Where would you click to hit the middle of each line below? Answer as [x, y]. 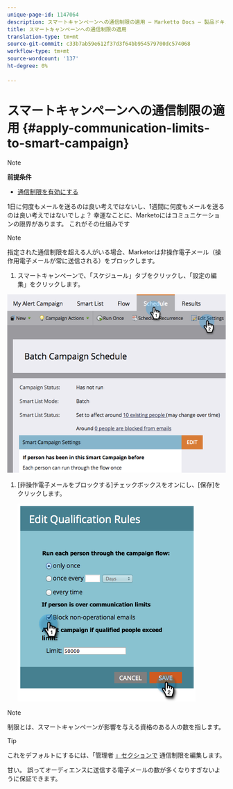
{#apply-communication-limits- [116, 128]
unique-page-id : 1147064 [43, 15]
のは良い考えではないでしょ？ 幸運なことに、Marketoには [89, 215]
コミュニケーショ [196, 215]
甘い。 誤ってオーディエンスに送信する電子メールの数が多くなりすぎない [111, 770]
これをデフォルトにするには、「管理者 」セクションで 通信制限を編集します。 [116, 755]
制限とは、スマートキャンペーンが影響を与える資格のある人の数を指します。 [116, 726]
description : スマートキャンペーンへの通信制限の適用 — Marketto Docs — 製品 [111, 22]
